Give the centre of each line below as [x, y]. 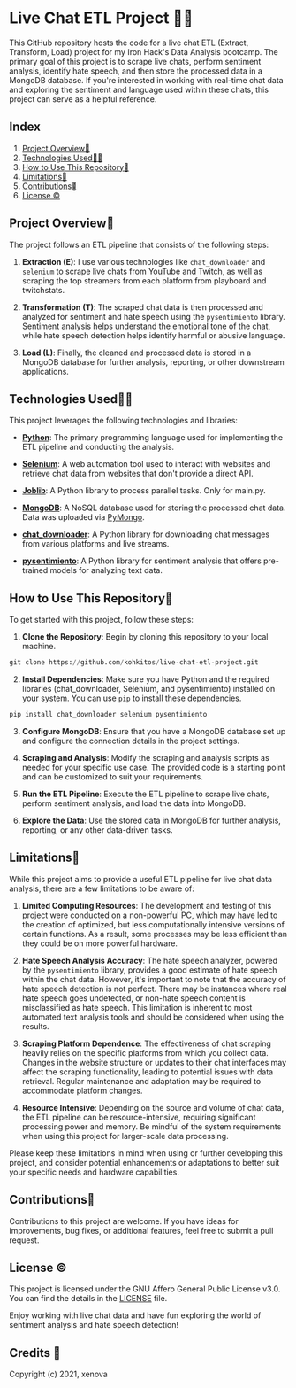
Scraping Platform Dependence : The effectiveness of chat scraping [147, 1043]
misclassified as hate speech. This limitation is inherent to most [137, 1007]
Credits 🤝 [35, 1353]
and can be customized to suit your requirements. [112, 776]
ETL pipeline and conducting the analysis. [98, 447]
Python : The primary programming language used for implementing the [152, 438]
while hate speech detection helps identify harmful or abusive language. [153, 335]
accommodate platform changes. [82, 1090]
